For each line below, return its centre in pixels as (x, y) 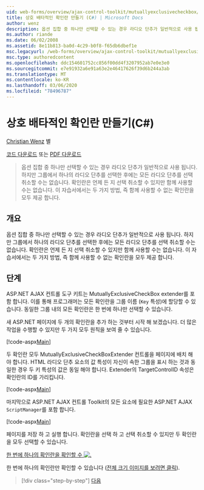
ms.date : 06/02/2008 (32, 40)
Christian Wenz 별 (29, 141)
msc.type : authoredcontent (40, 57)
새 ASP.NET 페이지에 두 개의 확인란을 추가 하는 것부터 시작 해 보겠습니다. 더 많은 (101, 322)
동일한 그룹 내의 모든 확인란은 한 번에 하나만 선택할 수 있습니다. (98, 309)
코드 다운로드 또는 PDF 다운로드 (44, 154)
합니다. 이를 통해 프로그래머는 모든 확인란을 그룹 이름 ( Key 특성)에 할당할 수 (101, 301)
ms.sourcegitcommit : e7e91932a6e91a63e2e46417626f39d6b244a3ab (88, 68)
